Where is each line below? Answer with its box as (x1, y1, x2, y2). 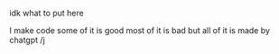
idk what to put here (9, 8, 84, 18)
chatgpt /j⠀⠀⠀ (9, 35, 63, 45)
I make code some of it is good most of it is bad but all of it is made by (9, 25, 271, 35)
